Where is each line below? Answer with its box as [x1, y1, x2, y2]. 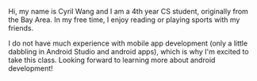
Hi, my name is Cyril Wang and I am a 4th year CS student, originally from [8, 7, 248, 16]
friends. [8, 24, 34, 32]
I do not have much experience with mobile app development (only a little [8, 39, 248, 48]
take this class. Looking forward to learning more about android [8, 55, 216, 64]
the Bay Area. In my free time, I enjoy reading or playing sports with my [8, 15, 240, 24]
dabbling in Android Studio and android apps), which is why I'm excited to [8, 47, 249, 56]
